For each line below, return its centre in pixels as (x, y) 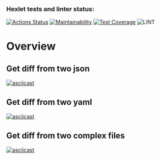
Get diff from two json (48, 68)
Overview (31, 46)
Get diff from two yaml (49, 102)
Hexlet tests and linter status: (50, 9)
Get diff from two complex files (66, 135)
